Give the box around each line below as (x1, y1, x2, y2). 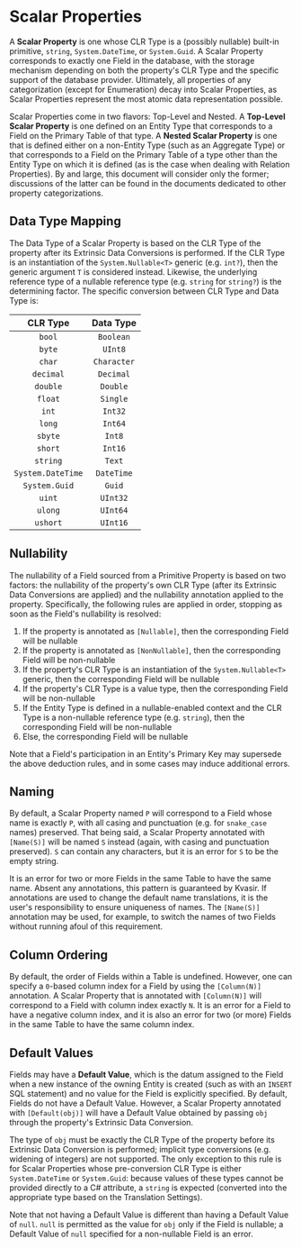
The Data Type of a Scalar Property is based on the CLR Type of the (9, 237, 261, 249)
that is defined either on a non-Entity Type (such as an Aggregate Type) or (9, 140, 286, 150)
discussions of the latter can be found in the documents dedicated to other (9, 178, 287, 188)
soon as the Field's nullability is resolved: (9, 608, 162, 619)
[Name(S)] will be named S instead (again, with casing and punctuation (9, 836, 270, 848)
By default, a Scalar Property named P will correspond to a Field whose (9, 808, 272, 819)
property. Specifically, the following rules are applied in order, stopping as (9, 598, 283, 609)
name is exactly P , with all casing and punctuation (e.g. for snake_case (9, 817, 268, 828)
